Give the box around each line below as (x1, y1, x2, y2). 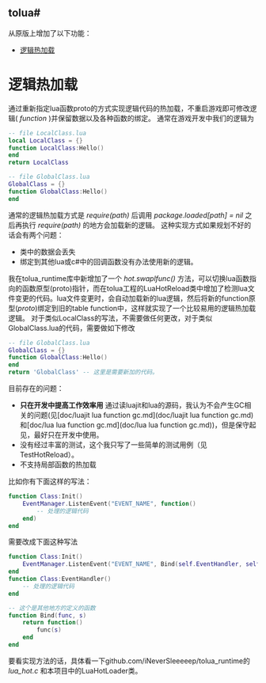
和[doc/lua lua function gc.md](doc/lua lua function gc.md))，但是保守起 (19, 420, 256, 430)
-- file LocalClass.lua (8, 129, 87, 137)
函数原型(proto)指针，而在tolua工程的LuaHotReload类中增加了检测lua (21, 283, 248, 293)
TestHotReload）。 (19, 450, 79, 459)
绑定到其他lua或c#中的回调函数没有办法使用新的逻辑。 (19, 256, 198, 266)
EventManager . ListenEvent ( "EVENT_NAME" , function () (22, 499, 196, 507)
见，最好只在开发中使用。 (19, 431, 104, 439)
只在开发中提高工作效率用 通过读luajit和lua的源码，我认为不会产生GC (19, 400, 245, 410)
